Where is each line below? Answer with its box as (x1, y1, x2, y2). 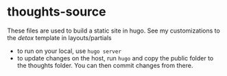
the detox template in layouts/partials (7, 33, 112, 41)
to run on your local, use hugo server (16, 47, 122, 55)
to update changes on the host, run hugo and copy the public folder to (16, 54, 214, 62)
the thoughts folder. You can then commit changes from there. (16, 61, 193, 69)
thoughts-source (7, 4, 106, 20)
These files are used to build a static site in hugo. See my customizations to (7, 26, 221, 35)
